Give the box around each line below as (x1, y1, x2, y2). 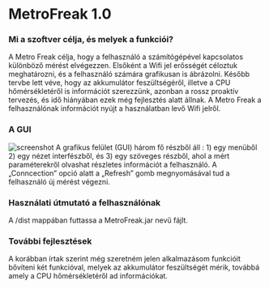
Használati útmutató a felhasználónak (8, 197, 161, 208)
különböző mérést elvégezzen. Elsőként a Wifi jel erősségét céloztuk (8, 61, 237, 70)
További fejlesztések (8, 236, 92, 247)
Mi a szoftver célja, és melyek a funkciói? (8, 34, 174, 45)
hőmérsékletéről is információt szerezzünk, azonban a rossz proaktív (8, 87, 239, 96)
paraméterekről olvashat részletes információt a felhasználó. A (8, 159, 217, 169)
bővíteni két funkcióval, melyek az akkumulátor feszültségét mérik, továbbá (8, 262, 260, 272)
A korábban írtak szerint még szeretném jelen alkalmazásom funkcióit (8, 254, 241, 264)
